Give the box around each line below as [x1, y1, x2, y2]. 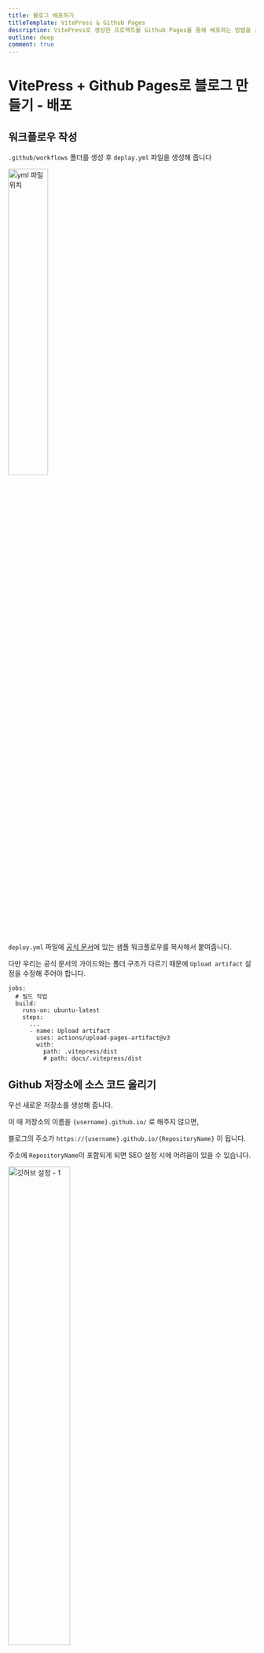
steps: [22, 1013, 44, 1021]
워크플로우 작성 [8, 130, 78, 144]
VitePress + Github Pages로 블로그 [8, 77, 233, 95]
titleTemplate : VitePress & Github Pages [8, 19, 146, 27]
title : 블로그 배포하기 [8, 11, 75, 20]
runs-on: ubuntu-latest [22, 1006, 101, 1014]
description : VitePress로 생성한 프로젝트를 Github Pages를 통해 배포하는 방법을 [8, 26, 251, 34]
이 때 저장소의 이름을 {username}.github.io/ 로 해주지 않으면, [8, 1116, 200, 1126]
